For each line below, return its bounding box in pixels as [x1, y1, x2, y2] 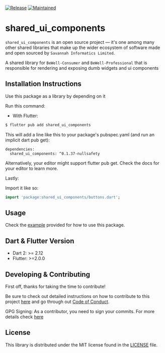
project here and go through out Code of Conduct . [5, 298, 110, 305]
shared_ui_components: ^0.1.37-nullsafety [10, 151, 100, 156]
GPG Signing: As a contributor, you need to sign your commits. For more [5, 308, 155, 314]
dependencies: [5, 146, 35, 152]
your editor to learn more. [5, 165, 58, 171]
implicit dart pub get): [5, 137, 50, 143]
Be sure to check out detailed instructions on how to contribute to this [5, 293, 150, 299]
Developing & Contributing [5, 270, 91, 279]
